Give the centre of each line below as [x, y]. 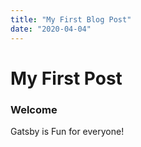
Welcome [34, 109]
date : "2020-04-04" [51, 29]
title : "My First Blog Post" [71, 19]
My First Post [66, 78]
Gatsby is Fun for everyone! [67, 131]
